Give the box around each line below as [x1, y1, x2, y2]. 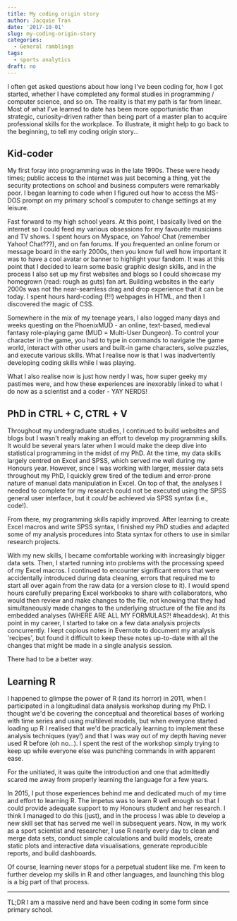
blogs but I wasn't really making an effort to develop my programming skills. [7, 434, 228, 443]
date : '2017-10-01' [7, 23, 65, 30]
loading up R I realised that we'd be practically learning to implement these [7, 724, 224, 733]
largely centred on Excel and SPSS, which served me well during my [7, 457, 206, 465]
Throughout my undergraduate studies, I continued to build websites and [7, 426, 219, 435]
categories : [7, 37, 42, 44]
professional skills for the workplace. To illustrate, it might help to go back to [7, 119, 229, 128]
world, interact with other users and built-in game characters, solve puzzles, [7, 344, 229, 352]
